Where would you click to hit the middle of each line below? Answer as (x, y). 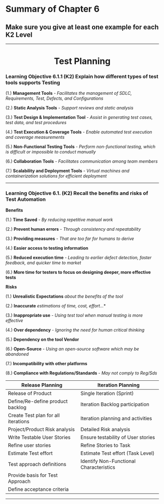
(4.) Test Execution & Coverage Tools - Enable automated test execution (79, 132)
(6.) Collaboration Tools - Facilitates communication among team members (82, 161)
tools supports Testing (33, 83)
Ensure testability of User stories (118, 437)
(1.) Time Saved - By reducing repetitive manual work (59, 219)
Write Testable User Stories (39, 437)
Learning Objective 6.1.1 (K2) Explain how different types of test (82, 77)
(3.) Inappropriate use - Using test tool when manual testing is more (74, 315)
